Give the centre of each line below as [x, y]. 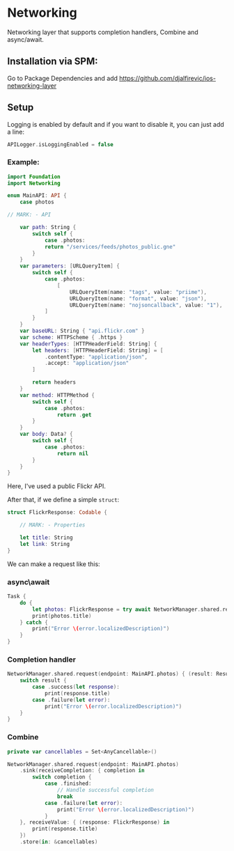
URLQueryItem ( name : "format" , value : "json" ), [138, 298]
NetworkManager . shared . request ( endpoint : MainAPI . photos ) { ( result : [110, 674]
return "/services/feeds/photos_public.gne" [110, 247]
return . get [74, 415]
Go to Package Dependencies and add [63, 78]
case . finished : [68, 784]
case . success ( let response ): [76, 687]
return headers [54, 382]
